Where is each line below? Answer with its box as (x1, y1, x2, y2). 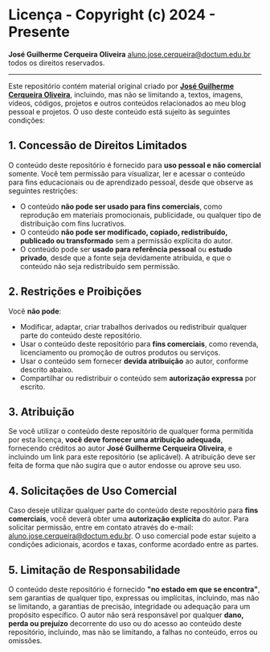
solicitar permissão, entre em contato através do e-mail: (8, 522, 194, 533)
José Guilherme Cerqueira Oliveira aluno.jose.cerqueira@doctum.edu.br (8, 49, 252, 59)
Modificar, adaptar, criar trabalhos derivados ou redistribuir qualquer (19, 322, 247, 331)
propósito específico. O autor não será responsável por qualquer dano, (8, 610, 244, 620)
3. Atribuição (8, 405, 75, 418)
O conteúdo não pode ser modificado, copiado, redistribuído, (19, 227, 228, 237)
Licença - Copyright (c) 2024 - (8, 6, 216, 24)
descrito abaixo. (19, 364, 74, 374)
